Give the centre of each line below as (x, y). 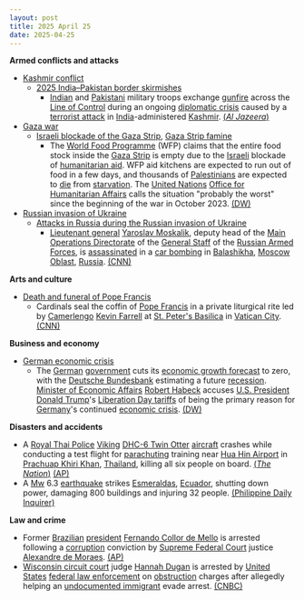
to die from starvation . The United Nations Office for (147, 185)
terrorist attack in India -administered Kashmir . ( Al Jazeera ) (159, 117)
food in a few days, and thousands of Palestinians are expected (168, 175)
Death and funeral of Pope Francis (87, 297)
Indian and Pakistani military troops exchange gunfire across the (170, 97)
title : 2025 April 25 (50, 26)
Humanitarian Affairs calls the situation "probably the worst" (162, 194)
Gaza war (40, 126)
